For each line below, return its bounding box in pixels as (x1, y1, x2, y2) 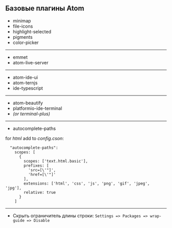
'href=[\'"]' (28, 172, 56, 177)
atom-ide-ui (12, 74, 38, 80)
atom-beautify (12, 100, 44, 106)
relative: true (24, 190, 56, 195)
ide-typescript (12, 85, 44, 91)
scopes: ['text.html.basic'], (24, 158, 88, 164)
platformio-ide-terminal (12, 105, 62, 111)
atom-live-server (12, 59, 49, 65)
